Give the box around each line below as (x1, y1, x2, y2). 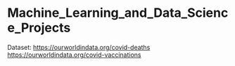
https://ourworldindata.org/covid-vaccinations (7, 51, 141, 59)
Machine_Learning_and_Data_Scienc (7, 5, 229, 21)
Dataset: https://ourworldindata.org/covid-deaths (7, 43, 151, 51)
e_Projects (7, 20, 71, 36)
